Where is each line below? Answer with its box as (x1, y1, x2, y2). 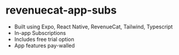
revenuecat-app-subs (5, 4, 117, 17)
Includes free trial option (14, 35, 75, 43)
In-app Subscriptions (14, 29, 66, 36)
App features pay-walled (14, 42, 75, 49)
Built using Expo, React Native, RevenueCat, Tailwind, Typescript (14, 23, 173, 30)
